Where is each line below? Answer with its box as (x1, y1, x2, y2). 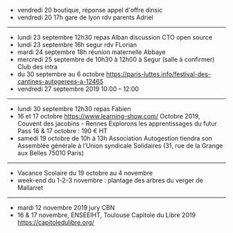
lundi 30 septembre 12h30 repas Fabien (17, 105, 131, 113)
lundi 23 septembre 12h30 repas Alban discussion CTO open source (17, 33, 213, 41)
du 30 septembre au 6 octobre (17, 70, 105, 78)
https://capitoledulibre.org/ (17, 218, 95, 226)
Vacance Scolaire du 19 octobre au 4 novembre (17, 169, 153, 177)
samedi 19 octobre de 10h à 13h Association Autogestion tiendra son (17, 135, 213, 142)
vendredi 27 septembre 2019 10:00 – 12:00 (17, 85, 139, 93)
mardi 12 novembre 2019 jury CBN (17, 204, 115, 212)
